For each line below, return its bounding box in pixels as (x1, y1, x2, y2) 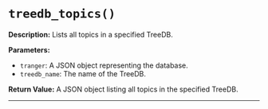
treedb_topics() (8, 6, 116, 21)
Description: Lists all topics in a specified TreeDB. (8, 29, 173, 39)
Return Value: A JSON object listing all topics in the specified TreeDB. (8, 84, 238, 94)
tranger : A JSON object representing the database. (19, 60, 189, 70)
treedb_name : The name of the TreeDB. (19, 68, 146, 78)
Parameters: (8, 45, 50, 54)
